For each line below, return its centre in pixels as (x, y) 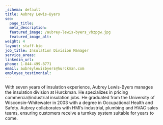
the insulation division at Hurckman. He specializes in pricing (67, 92)
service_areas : (21, 55)
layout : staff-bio (24, 46)
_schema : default (23, 10)
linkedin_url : (20, 60)
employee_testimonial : (28, 73)
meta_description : (28, 28)
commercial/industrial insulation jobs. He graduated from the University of (80, 97)
